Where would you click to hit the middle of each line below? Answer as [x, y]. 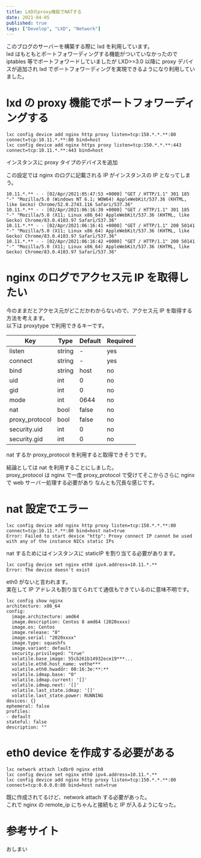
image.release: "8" [36, 633]
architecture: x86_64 [33, 606]
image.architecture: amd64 [45, 617]
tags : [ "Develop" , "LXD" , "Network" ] [54, 29]
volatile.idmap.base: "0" [44, 675]
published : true [26, 23]
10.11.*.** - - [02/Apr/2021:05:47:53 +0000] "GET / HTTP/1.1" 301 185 [98, 194]
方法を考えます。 [27, 318]
